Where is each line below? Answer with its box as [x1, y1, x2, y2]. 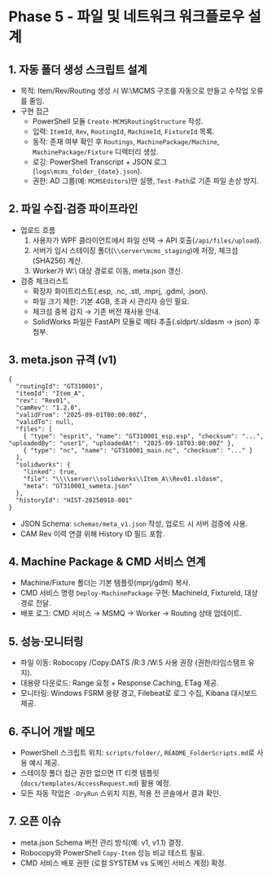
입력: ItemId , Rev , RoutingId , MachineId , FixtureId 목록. [32, 127, 215, 136]
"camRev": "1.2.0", [15, 404, 82, 412]
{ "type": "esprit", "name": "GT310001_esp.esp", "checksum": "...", [23, 432, 265, 440]
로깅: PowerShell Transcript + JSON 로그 [32, 157, 168, 167]
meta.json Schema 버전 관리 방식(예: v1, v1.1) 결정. [20, 838, 184, 847]
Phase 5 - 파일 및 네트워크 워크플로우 [8, 7, 245, 26]
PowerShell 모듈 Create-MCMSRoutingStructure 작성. [32, 116, 204, 126]
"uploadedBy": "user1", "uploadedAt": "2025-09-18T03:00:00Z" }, [8, 439, 235, 448]
